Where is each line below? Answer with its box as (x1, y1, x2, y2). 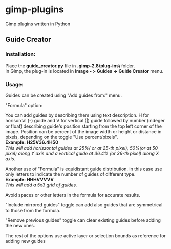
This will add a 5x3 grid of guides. (5, 182, 78, 188)
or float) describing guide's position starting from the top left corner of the (5, 123, 162, 129)
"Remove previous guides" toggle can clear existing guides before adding (5, 217, 161, 223)
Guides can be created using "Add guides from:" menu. (5, 92, 122, 98)
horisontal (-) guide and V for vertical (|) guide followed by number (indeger (5, 117, 165, 123)
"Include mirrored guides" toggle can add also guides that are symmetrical (5, 201, 163, 208)
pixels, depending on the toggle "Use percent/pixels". (5, 134, 118, 140)
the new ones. (5, 222, 35, 229)
